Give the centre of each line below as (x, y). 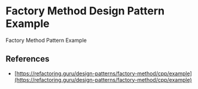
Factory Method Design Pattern (85, 11)
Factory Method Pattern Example (46, 40)
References (28, 59)
